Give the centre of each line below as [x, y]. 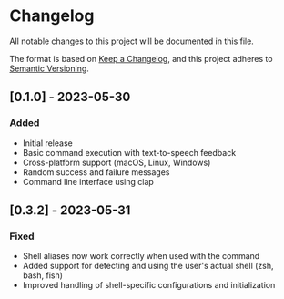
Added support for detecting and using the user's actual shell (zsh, [148, 266]
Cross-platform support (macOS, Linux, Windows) [117, 162]
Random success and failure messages [96, 172]
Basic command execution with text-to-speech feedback [129, 152]
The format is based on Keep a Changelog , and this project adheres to [141, 58]
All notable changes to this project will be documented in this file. [132, 41]
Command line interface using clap [88, 181]
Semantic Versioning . [49, 68]
